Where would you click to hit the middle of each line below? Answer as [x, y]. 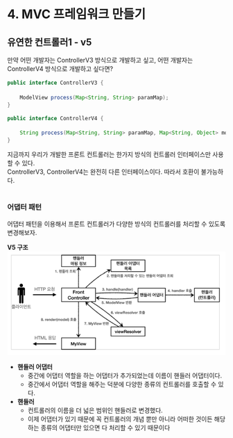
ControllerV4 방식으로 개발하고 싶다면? [60, 69]
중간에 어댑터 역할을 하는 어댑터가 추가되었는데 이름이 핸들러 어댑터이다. [125, 375]
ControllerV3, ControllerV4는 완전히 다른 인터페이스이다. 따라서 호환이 [103, 172]
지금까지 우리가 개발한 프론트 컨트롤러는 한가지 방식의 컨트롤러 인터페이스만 [109, 154]
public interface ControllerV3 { [55, 83]
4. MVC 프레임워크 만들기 [77, 14]
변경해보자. [22, 232]
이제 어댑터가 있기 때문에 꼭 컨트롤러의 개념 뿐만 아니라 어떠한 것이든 [120, 419]
